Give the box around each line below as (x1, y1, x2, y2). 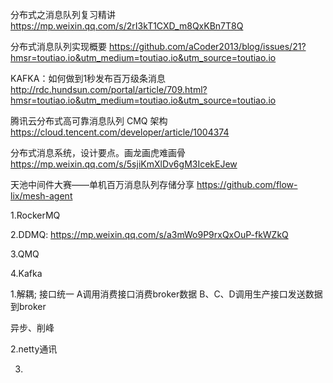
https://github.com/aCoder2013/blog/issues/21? (108, 41, 307, 52)
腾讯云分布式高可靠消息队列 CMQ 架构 (10, 115, 168, 127)
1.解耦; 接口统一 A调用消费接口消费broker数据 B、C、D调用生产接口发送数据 (10, 288, 323, 300)
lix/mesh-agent (10, 190, 73, 202)
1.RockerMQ (10, 209, 61, 221)
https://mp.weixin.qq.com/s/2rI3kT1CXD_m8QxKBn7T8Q (10, 20, 244, 32)
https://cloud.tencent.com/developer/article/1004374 (10, 126, 230, 138)
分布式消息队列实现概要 (10, 41, 107, 52)
